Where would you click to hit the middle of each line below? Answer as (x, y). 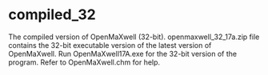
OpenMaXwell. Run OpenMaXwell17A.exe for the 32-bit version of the (123, 53)
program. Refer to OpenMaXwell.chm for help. (84, 62)
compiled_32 (52, 15)
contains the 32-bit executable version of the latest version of (110, 45)
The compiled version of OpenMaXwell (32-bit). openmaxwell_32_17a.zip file (134, 37)
